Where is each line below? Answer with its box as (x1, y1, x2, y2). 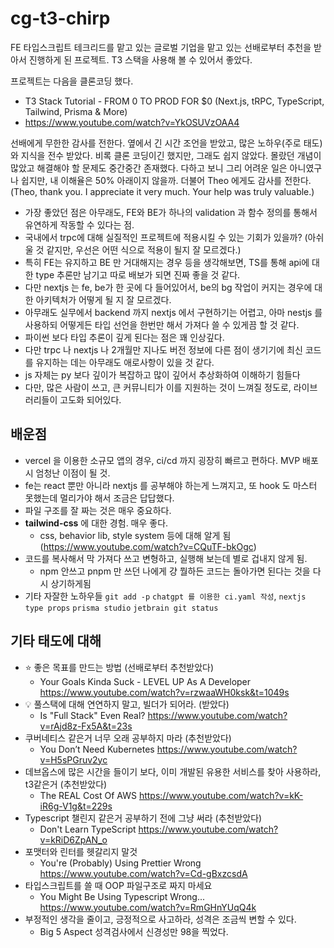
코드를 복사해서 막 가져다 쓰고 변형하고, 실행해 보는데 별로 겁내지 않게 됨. (24, 552, 308, 564)
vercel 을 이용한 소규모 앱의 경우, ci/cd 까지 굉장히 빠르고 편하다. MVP (24, 454, 301, 466)
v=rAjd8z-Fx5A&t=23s (39, 720, 133, 732)
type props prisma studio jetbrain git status (24, 603, 219, 613)
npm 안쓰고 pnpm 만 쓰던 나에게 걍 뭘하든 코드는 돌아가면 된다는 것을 (39, 565, 311, 577)
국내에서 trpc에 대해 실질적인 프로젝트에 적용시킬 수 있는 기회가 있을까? (24, 231, 303, 243)
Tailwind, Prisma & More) (24, 105, 128, 117)
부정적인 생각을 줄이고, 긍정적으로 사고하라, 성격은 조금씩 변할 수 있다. (24, 913, 297, 925)
